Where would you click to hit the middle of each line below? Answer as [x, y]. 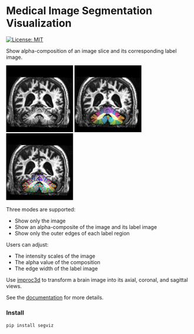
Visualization [39, 23]
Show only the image [40, 221]
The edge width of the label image [56, 268]
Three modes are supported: [41, 209]
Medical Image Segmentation [79, 11]
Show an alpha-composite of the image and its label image [86, 227]
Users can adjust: [27, 244]
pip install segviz [30, 326]
